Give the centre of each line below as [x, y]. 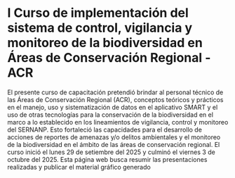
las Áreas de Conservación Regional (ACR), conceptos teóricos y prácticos [115, 99]
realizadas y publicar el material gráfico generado [79, 167]
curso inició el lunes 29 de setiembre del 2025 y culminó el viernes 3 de [111, 152]
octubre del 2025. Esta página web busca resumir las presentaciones [107, 159]
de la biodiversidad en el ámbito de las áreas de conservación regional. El [114, 144]
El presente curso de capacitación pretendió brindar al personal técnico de [115, 92]
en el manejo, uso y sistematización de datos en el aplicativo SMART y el [113, 107]
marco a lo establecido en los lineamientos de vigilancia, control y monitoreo [118, 122]
